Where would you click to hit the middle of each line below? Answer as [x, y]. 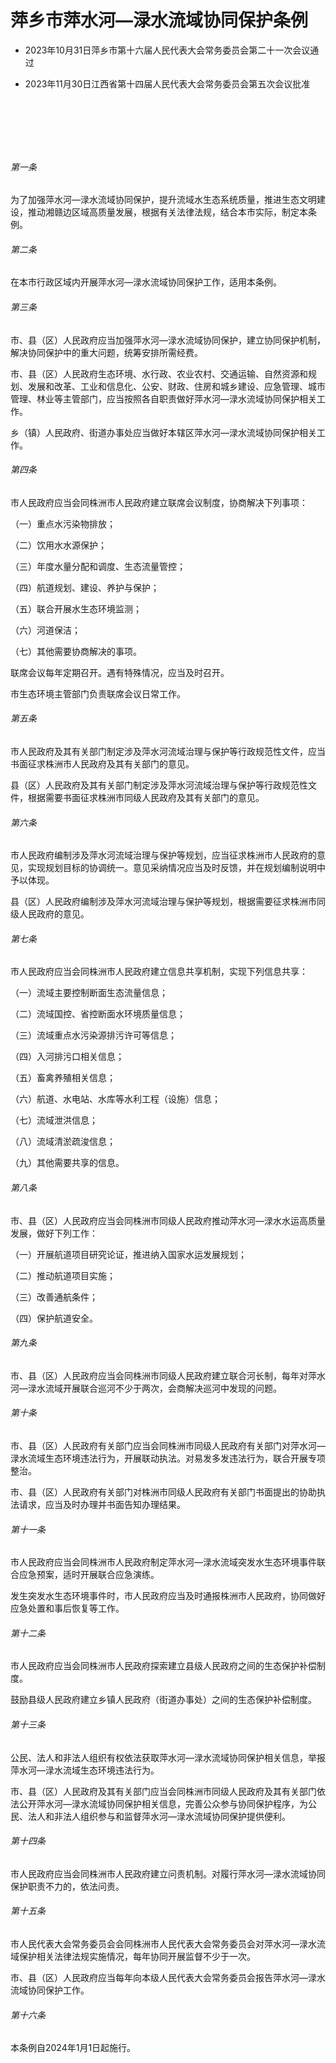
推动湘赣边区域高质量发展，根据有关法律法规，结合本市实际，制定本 [167, 212]
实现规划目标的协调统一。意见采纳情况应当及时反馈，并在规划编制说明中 [176, 868]
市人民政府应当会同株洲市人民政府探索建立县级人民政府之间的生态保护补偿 [163, 1666]
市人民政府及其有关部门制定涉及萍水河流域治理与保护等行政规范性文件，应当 [168, 751]
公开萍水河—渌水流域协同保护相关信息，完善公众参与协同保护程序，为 [163, 1803]
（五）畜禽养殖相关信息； [63, 1078]
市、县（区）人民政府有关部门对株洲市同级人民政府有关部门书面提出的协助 [163, 1492]
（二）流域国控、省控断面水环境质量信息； [98, 1014]
